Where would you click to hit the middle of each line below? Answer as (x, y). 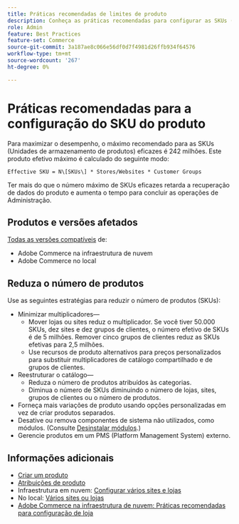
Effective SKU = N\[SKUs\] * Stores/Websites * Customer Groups (105, 172)
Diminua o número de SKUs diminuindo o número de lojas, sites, (122, 390)
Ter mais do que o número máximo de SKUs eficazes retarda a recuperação (118, 185)
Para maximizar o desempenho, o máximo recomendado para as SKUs (111, 143)
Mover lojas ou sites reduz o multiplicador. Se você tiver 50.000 (122, 322)
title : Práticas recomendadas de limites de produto (87, 14)
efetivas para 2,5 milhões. (66, 345)
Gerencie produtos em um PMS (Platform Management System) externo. (124, 436)
